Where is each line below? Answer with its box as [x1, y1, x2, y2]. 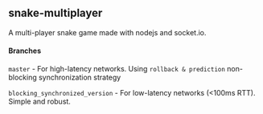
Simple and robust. [8, 96, 71, 107]
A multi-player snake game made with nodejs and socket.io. [8, 27, 207, 37]
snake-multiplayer [8, 6, 103, 20]
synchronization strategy [39, 72, 121, 83]
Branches [8, 46, 42, 55]
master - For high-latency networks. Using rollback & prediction [8, 64, 225, 74]
